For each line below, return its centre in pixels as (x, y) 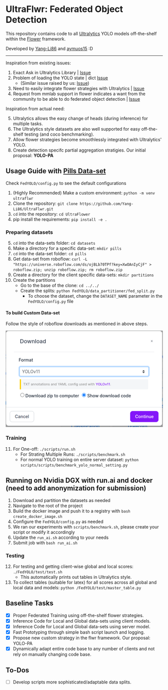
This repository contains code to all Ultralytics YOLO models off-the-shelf (81, 33)
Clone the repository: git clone (45, 203)
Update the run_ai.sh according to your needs (61, 537)
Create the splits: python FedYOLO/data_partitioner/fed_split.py (87, 291)
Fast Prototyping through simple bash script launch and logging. (79, 632)
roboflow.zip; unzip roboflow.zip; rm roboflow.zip (68, 270)
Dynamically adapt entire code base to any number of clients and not (84, 649)
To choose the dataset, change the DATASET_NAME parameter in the (95, 296)
